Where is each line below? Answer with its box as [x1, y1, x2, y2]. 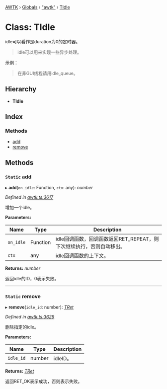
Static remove [5, 293, 41, 300]
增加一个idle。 [5, 205, 35, 211]
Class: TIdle [5, 22, 56, 33]
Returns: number [5, 265, 41, 271]
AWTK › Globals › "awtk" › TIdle [5, 4, 71, 10]
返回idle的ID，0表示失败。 [5, 276, 59, 282]
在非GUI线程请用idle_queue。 [17, 70, 78, 76]
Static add [5, 173, 32, 180]
